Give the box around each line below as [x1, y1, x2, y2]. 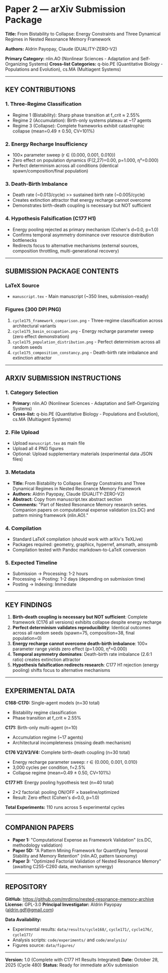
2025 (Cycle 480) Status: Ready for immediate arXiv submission [5, 962, 138, 968]
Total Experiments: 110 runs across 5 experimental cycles [5, 804, 125, 810]
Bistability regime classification [12, 710, 76, 716]
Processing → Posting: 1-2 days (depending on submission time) [12, 576, 145, 582]
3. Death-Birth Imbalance [5, 180, 68, 187]
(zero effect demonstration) [12, 333, 69, 339]
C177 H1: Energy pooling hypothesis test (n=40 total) [5, 779, 114, 785]
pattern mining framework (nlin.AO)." [12, 512, 88, 518]
